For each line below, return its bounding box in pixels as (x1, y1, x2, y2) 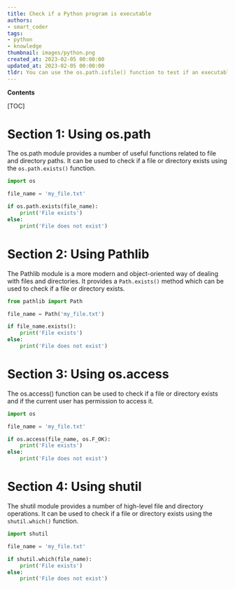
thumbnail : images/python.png (7, 50, 96, 57)
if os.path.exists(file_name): (7, 203, 99, 210)
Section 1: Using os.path (7, 126, 152, 142)
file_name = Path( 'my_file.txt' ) (7, 310, 105, 317)
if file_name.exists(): (7, 323, 77, 330)
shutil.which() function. (7, 517, 79, 525)
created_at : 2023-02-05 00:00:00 (7, 56, 105, 63)
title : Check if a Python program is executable (7, 10, 152, 18)
